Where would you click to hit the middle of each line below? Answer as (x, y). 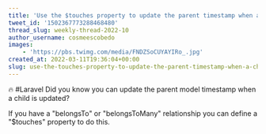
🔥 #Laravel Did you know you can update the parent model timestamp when (132, 89)
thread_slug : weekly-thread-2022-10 (68, 30)
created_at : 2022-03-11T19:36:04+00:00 (74, 60)
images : (21, 45)
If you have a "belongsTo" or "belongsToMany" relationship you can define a (133, 113)
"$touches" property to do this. (59, 121)
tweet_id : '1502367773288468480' (63, 23)
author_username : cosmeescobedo (61, 37)
